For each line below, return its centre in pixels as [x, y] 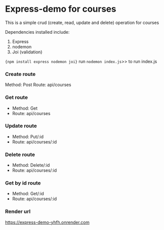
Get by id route [23, 183]
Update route [21, 126]
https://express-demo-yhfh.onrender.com [47, 222]
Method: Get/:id [28, 194]
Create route [20, 74]
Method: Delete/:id [31, 165]
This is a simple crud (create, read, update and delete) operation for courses [82, 23]
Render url [18, 211]
